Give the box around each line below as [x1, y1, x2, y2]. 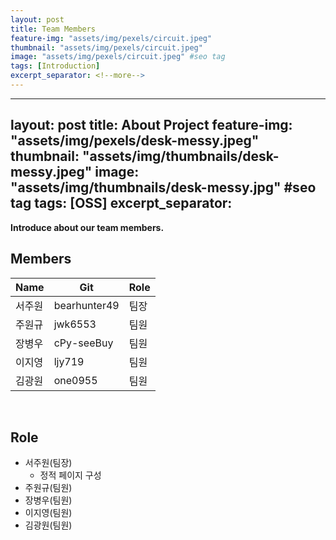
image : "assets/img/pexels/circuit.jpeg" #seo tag [10, 52, 226, 62]
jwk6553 [53, 317, 97, 331]
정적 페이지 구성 [39, 469, 102, 481]
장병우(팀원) [24, 494, 73, 506]
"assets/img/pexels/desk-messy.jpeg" [10, 132, 260, 150]
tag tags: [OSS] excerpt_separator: [10, 195, 233, 212]
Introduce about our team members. [10, 221, 165, 233]
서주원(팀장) [24, 457, 73, 469]
